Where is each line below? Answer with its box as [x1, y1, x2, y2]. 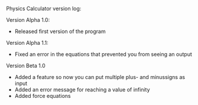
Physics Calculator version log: [6, 5, 82, 12]
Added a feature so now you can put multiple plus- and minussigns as [14, 74, 185, 80]
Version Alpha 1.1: [6, 40, 48, 46]
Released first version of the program [14, 28, 106, 35]
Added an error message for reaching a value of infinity [14, 86, 150, 93]
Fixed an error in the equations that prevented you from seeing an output [14, 51, 192, 58]
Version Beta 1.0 [6, 62, 46, 69]
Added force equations [14, 93, 71, 99]
